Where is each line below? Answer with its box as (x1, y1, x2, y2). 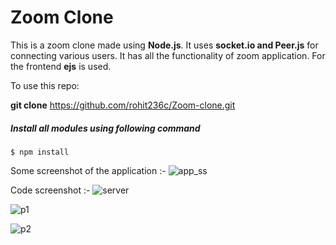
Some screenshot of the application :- (10, 164, 167, 176)
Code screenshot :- (10, 184, 91, 196)
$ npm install (10, 147, 70, 157)
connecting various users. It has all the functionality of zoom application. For (10, 49, 326, 61)
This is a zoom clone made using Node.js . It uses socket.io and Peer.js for (10, 39, 319, 51)
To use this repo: (10, 79, 80, 91)
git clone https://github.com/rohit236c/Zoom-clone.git (10, 99, 236, 111)
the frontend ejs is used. (10, 60, 112, 72)
